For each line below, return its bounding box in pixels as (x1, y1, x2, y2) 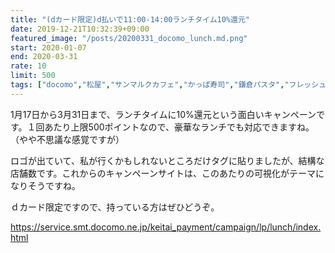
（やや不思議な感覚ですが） (10, 133, 125, 145)
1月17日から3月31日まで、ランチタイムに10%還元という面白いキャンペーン (10, 108, 317, 120)
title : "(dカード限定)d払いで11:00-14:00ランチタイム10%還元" (10, 14, 250, 25)
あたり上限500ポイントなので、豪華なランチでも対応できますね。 (44, 121, 315, 133)
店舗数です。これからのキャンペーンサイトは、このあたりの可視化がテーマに (10, 167, 325, 179)
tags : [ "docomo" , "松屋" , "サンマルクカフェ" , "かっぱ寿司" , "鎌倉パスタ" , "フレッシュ (10, 80, 327, 90)
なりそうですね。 (10, 179, 81, 191)
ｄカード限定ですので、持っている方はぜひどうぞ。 (10, 201, 220, 213)
